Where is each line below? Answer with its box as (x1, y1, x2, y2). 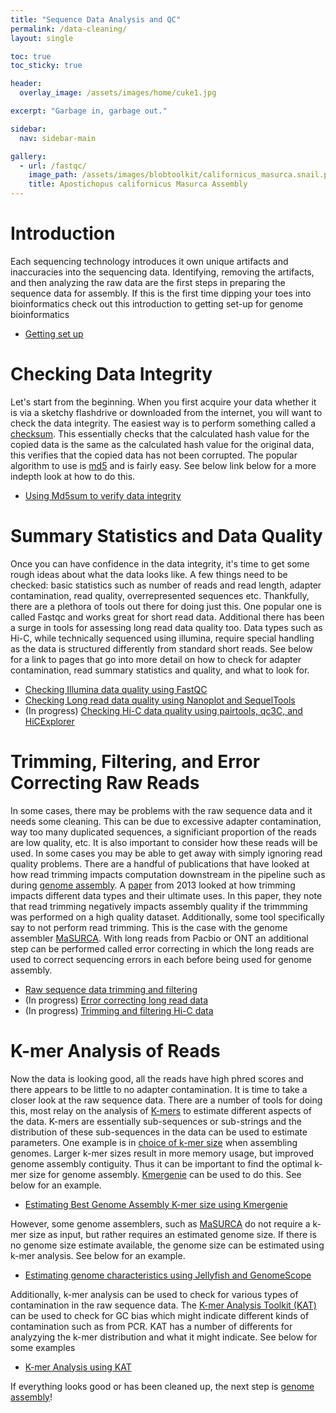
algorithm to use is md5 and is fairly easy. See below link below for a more (10, 459, 317, 471)
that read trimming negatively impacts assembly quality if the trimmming (10, 900, 308, 912)
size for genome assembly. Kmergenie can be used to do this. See (28, 1168, 302, 1180)
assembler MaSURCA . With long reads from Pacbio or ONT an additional (10, 932, 309, 944)
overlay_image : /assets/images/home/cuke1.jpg (19, 88, 217, 98)
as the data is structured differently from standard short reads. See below (10, 642, 313, 655)
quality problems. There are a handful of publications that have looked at (10, 857, 310, 870)
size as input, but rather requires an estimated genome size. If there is (28, 1228, 317, 1240)
